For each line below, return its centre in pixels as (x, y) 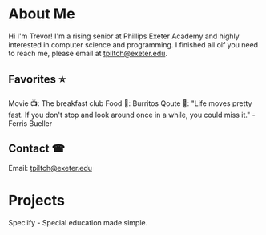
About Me (42, 14)
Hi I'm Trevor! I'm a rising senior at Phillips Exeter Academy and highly (124, 36)
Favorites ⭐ (37, 80)
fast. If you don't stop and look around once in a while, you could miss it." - (132, 115)
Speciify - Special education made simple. (78, 222)
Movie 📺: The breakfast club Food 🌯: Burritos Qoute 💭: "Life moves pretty (130, 103)
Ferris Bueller (30, 123)
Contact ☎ (37, 149)
